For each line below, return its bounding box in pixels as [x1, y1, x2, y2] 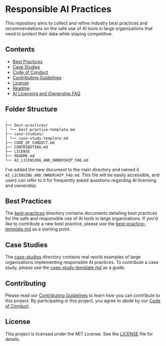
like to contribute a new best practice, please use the [5, 221, 115, 227]
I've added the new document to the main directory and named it [5, 166, 139, 172]
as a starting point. [32, 226, 71, 232]
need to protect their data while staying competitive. [5, 31, 113, 37]
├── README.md [5, 153, 35, 158]
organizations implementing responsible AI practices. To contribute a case [5, 259, 159, 265]
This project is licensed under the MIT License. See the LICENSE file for [5, 330, 153, 336]
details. [5, 336, 21, 342]
